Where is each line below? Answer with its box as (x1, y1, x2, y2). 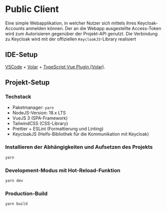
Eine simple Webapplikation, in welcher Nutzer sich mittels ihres (5, 20, 137, 26)
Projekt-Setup (5, 78, 50, 87)
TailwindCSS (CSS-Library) (12, 120, 68, 126)
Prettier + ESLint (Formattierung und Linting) (12, 126, 104, 132)
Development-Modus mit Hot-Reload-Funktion (5, 166, 121, 173)
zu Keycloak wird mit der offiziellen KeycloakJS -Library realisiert (5, 36, 136, 42)
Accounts (5, 25, 25, 31)
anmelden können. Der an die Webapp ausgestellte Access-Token (25, 25, 162, 31)
